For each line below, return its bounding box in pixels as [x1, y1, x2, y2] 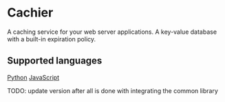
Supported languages [7, 55, 103, 67]
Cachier [7, 5, 54, 21]
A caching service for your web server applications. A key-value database [7, 28, 217, 36]
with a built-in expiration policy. [7, 34, 96, 43]
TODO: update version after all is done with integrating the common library [7, 86, 219, 94]
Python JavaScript [7, 73, 60, 81]
